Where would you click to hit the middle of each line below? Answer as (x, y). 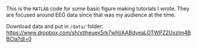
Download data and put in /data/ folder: (55, 26)
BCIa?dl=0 (19, 39)
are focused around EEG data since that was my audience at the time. (91, 15)
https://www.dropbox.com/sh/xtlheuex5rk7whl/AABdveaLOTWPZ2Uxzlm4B (98, 33)
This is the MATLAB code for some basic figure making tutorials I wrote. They (98, 9)
